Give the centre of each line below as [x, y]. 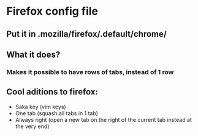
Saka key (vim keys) [40, 107]
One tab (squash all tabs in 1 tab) [56, 113]
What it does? [33, 54]
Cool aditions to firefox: [52, 92]
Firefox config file [52, 11]
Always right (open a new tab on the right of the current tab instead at [103, 119]
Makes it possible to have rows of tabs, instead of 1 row [90, 72]
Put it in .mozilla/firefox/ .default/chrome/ [87, 34]
